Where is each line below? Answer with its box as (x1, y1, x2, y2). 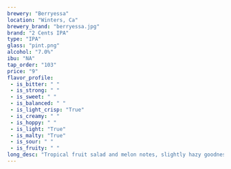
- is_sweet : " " (10, 94, 57, 101)
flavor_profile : (7, 74, 54, 81)
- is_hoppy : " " (10, 119, 57, 126)
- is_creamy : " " (10, 112, 60, 119)
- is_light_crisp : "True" (10, 106, 85, 113)
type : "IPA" (7, 36, 41, 43)
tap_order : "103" (7, 61, 57, 68)
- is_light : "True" (10, 126, 67, 132)
